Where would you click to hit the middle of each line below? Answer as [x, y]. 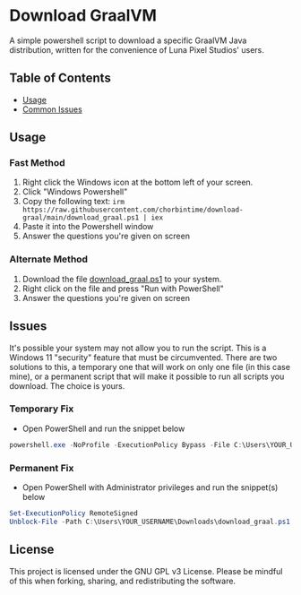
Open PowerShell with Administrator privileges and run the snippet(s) [150, 487]
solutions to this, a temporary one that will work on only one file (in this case [150, 366]
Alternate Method [48, 259]
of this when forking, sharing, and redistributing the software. [122, 581]
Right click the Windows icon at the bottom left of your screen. [138, 182]
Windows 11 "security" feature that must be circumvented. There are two [143, 357]
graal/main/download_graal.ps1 [81, 218]
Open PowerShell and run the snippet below [103, 428]
